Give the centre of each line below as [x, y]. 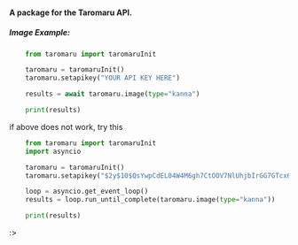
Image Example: [40, 33]
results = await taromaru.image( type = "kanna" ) [113, 94]
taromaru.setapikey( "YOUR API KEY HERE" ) [102, 78]
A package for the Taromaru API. [71, 12]
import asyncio [53, 151]
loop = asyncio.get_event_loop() [87, 191]
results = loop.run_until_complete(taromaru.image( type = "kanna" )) [150, 200]
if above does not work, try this [66, 126]
